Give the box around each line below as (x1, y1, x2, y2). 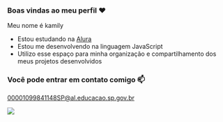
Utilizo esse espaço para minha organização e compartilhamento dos (17, 49, 217, 58)
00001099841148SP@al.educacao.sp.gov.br (7, 93, 134, 102)
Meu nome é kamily (7, 22, 64, 30)
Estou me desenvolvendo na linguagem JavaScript (17, 43, 163, 51)
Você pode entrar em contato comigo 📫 (7, 75, 145, 85)
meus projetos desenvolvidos (17, 57, 102, 66)
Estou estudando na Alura (17, 35, 92, 43)
